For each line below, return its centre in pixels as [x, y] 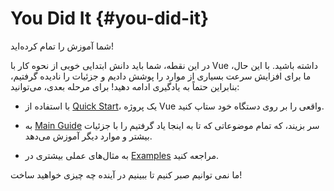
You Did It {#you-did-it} [110, 18]
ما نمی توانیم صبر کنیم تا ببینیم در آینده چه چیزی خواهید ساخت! [126, 174]
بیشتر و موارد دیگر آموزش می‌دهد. [88, 136]
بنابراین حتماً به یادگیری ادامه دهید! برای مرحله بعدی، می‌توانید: [125, 86]
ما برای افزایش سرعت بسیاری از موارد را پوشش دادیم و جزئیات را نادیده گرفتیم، [161, 76]
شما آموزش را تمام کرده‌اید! [62, 46]
